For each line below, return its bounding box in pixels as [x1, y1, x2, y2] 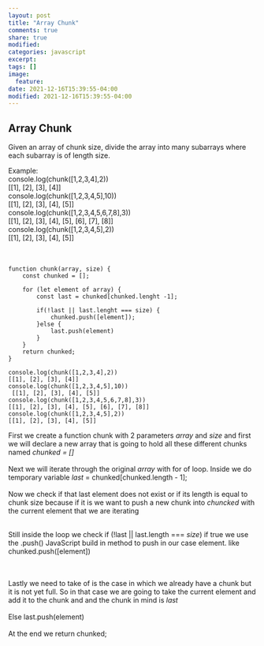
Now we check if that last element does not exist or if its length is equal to [8, 490, 248, 499]
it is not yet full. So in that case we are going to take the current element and [8, 587, 256, 596]
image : [8, 70, 30, 78]
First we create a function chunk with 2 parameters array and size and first [8, 431, 251, 440]
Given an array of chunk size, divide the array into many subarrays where [8, 143, 247, 152]
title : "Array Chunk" [8, 19, 80, 27]
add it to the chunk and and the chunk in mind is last [8, 596, 179, 605]
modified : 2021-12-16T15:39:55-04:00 [8, 92, 132, 100]
